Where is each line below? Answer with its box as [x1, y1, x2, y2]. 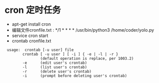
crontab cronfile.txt [11, 38, 52, 43]
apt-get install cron [11, 21, 51, 27]
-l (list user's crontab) [22, 65, 87, 70]
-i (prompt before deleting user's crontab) [22, 73, 127, 78]
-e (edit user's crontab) [22, 60, 87, 65]
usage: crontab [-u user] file [6, 47, 74, 52]
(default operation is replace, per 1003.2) [40, 56, 134, 61]
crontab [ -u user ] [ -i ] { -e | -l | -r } [22, 51, 119, 57]
